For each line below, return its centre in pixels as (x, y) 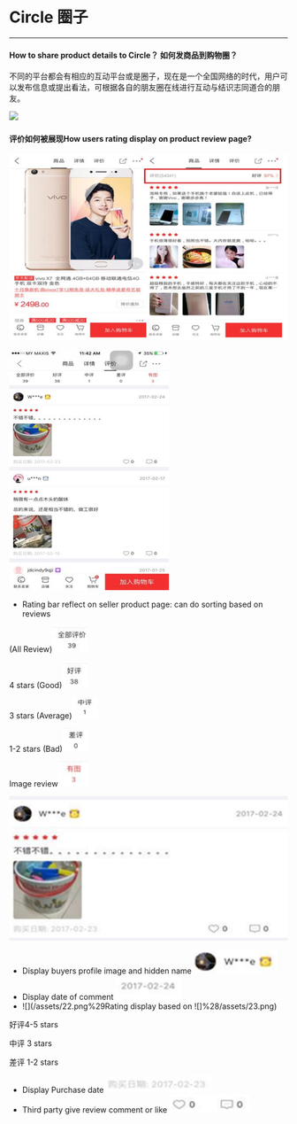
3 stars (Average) (41, 715)
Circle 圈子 (49, 17)
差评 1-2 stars (34, 1062)
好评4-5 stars (34, 1024)
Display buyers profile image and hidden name (107, 971)
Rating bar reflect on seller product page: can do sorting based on (142, 604)
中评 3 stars (31, 1043)
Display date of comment (68, 996)
